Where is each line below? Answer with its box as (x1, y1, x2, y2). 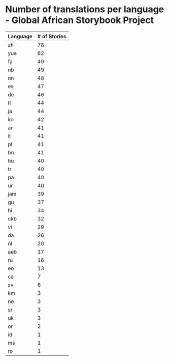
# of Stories (37, 33, 66, 40)
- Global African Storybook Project (5, 14, 154, 26)
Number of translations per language (5, 4, 164, 15)
